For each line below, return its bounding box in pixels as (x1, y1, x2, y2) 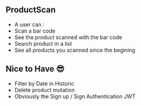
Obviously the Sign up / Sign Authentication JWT (14, 93, 136, 100)
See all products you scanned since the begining (14, 46, 136, 54)
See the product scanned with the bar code (14, 33, 123, 41)
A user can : (14, 20, 45, 28)
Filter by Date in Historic (14, 79, 75, 87)
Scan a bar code (14, 27, 55, 34)
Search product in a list (14, 40, 72, 47)
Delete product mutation (14, 86, 75, 93)
